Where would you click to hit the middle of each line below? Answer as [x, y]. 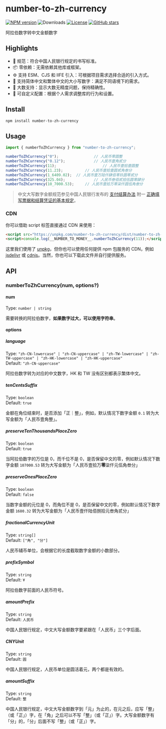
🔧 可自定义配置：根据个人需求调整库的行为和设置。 [64, 93]
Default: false [20, 495]
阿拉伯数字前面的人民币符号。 [36, 590]
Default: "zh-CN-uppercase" [33, 363]
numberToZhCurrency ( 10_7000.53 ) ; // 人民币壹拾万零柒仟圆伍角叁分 [74, 184]
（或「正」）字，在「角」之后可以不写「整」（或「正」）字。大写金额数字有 [80, 715]
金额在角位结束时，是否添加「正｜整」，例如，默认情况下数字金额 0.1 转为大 [83, 413]
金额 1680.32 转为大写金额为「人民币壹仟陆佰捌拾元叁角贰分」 [68, 511]
